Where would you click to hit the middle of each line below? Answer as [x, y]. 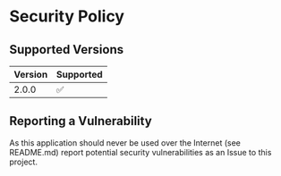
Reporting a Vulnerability [81, 121]
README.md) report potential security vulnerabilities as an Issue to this [140, 152]
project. [24, 162]
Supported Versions [66, 50]
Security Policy [67, 17]
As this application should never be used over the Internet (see [125, 142]
